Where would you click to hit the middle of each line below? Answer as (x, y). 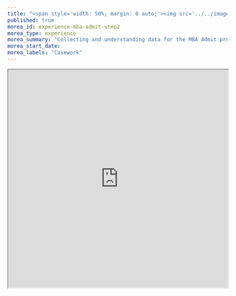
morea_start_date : (34, 46)
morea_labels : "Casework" (45, 53)
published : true (31, 20)
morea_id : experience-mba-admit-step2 (64, 27)
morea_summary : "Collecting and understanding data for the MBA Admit (112, 40)
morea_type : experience (42, 33)
